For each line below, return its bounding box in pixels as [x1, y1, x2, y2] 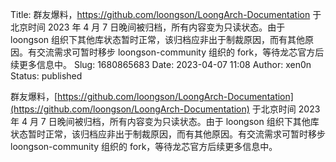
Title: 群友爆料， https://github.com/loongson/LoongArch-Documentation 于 [10, 9, 322, 20]
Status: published [10, 70, 83, 82]
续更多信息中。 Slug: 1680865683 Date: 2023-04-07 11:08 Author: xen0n [10, 59, 312, 70]
